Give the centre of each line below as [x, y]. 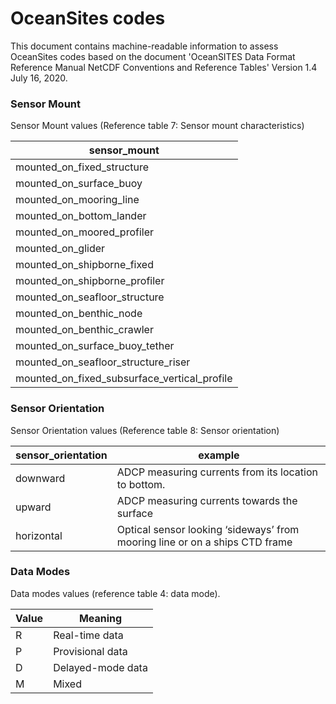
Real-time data [88, 635]
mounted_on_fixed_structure [82, 167]
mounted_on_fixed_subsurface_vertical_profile [124, 379]
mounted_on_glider [60, 249]
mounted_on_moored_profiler [84, 232]
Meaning [100, 618]
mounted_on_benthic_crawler [84, 330]
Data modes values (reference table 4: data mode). [115, 593]
